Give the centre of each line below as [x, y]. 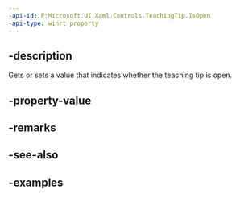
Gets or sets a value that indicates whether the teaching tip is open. [120, 75]
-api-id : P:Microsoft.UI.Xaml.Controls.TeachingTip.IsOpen [110, 16]
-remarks [32, 128]
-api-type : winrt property [54, 23]
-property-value [50, 100]
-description [40, 56]
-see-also [33, 155]
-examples [36, 182]
